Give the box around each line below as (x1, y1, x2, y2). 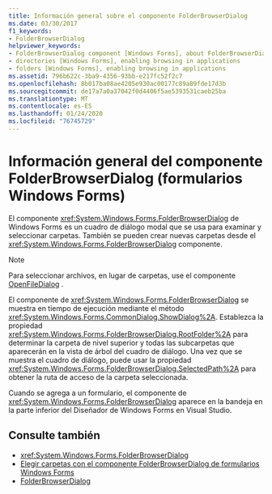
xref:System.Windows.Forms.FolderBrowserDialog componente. (8, 239, 223, 249)
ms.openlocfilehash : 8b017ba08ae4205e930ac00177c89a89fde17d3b (8, 79, 227, 87)
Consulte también (8, 428, 100, 442)
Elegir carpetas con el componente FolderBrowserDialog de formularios (19, 458, 260, 468)
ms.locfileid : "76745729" (8, 117, 96, 126)
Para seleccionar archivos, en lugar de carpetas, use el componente (8, 270, 236, 280)
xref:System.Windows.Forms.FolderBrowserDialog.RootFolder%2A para (8, 329, 249, 339)
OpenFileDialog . (8, 279, 64, 288)
